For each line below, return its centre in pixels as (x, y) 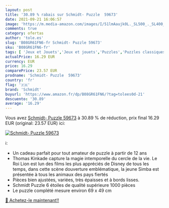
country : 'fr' (20, 80)
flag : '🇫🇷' (18, 85)
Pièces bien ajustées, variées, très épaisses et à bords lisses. (76, 180)
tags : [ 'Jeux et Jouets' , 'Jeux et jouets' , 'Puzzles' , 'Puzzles (73, 52)
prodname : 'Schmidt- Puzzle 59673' (44, 76)
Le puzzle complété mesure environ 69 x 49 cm (62, 191)
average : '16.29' (23, 104)
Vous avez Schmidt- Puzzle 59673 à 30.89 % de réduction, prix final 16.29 (82, 118)
